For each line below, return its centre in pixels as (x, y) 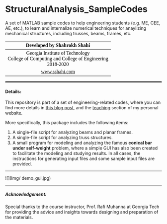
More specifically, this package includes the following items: (67, 123)
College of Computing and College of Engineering (58, 59)
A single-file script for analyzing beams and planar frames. (73, 132)
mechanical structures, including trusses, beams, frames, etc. (68, 33)
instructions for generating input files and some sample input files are (83, 159)
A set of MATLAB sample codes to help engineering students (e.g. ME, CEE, (83, 23)
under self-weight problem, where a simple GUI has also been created (85, 148)
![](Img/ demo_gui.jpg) (28, 178)
